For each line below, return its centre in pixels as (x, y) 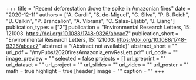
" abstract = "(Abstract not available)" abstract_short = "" (108, 46)
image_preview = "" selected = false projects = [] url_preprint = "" (86, 59)
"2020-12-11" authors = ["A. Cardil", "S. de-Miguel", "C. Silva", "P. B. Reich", (98, 15)
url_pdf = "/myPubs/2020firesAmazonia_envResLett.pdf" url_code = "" (92, 52)
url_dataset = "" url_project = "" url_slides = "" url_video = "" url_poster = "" (98, 65)
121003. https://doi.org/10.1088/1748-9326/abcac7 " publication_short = (92, 34)
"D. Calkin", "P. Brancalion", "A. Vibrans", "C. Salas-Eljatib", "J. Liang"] (91, 21)
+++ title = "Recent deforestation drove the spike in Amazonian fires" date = (99, 9)
